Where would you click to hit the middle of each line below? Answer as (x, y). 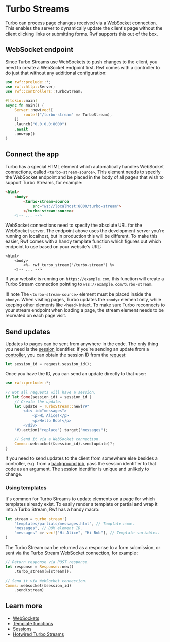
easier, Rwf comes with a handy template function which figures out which (83, 241)
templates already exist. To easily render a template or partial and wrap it (81, 504)
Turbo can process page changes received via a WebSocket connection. (81, 23)
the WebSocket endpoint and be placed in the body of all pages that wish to (84, 177)
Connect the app (32, 154)
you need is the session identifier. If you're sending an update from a (77, 349)
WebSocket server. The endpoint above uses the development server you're (85, 231)
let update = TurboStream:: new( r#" (52, 406)
